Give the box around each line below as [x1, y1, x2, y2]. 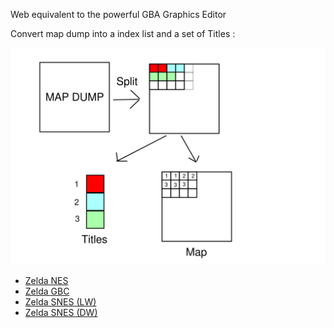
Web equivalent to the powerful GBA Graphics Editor [10, 9, 227, 20]
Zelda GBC [24, 285, 70, 298]
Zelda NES [24, 275, 69, 287]
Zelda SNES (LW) [24, 296, 97, 308]
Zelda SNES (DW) [24, 307, 98, 319]
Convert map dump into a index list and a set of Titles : [10, 28, 236, 39]
